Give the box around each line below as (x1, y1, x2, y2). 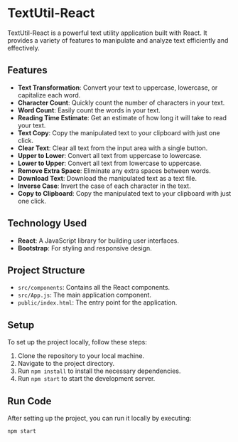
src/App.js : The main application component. (17, 290, 151, 300)
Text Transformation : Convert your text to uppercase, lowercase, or (17, 83, 218, 92)
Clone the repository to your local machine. (17, 352, 144, 360)
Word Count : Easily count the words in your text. (17, 105, 161, 115)
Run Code (7, 395, 52, 407)
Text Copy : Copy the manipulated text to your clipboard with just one (17, 128, 220, 137)
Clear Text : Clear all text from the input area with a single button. (17, 144, 208, 152)
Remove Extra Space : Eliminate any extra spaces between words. (17, 166, 211, 175)
